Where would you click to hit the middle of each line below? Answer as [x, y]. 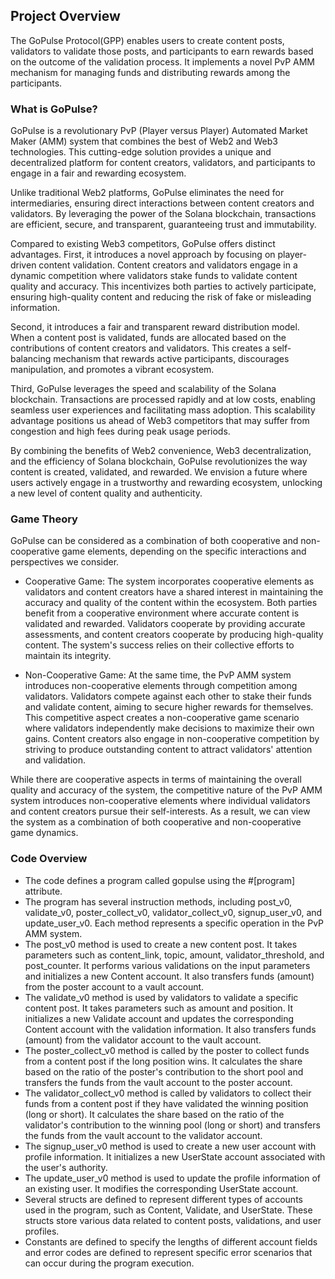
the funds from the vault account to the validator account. [143, 1135]
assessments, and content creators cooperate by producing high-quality [174, 635]
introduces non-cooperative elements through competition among [161, 686]
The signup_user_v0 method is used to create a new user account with [170, 1146]
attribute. [43, 891]
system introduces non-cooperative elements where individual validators [160, 801]
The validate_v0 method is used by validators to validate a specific [161, 997]
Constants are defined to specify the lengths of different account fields [171, 1241]
